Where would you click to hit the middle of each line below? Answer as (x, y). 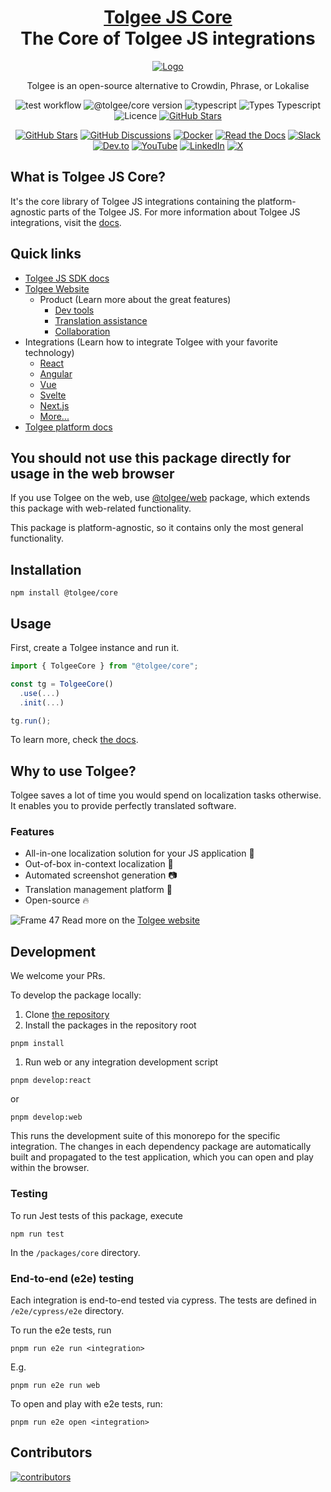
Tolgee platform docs (68, 427)
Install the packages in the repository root (110, 1025)
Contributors (51, 1452)
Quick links (46, 254)
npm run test (37, 1234)
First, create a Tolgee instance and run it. (95, 647)
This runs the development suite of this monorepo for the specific (145, 1136)
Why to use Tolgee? (73, 771)
